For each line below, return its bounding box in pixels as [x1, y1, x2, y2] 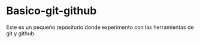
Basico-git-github [6, 4, 97, 18]
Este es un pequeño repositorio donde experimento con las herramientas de [6, 24, 194, 31]
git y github [6, 29, 34, 37]
